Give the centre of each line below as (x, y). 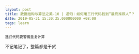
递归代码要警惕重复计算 (25, 37)
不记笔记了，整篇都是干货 (31, 47)
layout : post (18, 9)
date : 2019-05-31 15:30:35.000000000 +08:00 (51, 18)
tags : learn (17, 23)
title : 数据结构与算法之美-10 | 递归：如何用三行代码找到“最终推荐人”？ (70, 14)
